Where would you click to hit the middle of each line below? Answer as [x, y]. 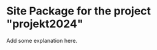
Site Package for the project [79, 11]
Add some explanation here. [42, 40]
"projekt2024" [45, 24]
